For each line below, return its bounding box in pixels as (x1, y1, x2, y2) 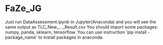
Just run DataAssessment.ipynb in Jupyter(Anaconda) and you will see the (5, 19, 156, 25)
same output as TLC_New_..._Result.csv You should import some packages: (5, 24, 159, 30)
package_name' (5, 34, 38, 40)
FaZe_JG (5, 3, 42, 14)
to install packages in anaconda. (38, 34, 104, 40)
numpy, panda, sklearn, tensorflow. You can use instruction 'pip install (5, 29, 147, 35)
